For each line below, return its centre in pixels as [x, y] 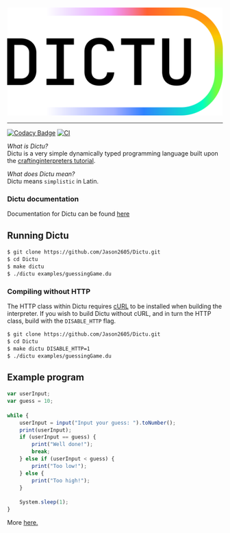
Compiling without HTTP [49, 291]
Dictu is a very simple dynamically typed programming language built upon [113, 153]
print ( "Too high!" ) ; [61, 480]
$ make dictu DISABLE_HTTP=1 [49, 349]
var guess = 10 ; [30, 401]
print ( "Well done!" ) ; [63, 445]
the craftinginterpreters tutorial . [51, 161]
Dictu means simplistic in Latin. [53, 181]
